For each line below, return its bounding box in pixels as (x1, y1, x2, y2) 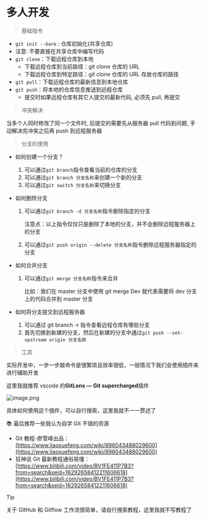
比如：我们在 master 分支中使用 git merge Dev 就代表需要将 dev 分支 (24, 287, 197, 295)
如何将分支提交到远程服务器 (15, 308, 85, 315)
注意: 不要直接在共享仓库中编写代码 (15, 47, 104, 55)
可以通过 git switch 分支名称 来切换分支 (24, 181, 121, 188)
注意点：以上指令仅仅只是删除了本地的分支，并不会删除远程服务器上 (24, 220, 196, 227)
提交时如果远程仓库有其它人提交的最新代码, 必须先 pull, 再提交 (24, 93, 181, 101)
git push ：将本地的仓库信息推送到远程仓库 (15, 86, 123, 93)
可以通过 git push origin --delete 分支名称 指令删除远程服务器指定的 (24, 241, 197, 248)
